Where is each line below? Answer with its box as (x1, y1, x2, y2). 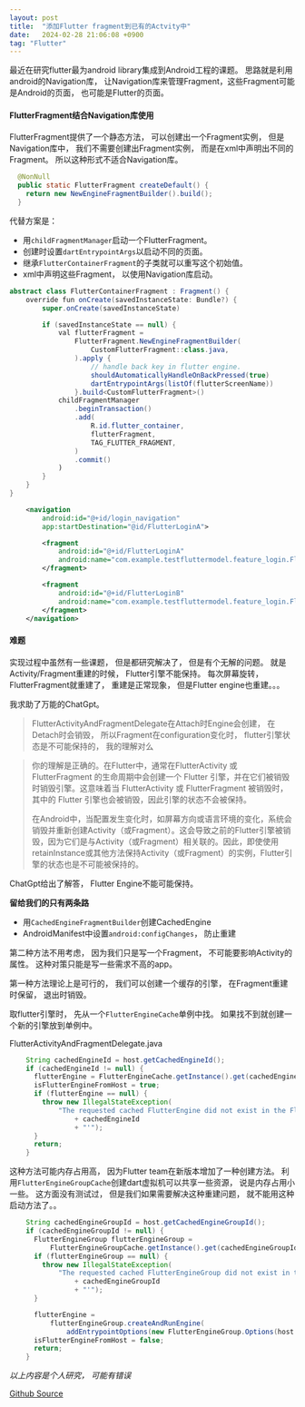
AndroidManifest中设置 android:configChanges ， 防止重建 (22, 928, 237, 939)
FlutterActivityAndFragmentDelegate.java (9, 1038, 163, 1048)
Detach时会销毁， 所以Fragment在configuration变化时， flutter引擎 (31, 729, 283, 740)
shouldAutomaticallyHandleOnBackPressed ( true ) (90, 370, 271, 379)
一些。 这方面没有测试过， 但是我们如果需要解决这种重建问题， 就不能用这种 (9, 1188, 295, 1199)
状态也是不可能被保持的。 (47, 859, 143, 870)
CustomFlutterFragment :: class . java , (90, 346, 230, 355)
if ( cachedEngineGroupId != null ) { (25, 1226, 165, 1235)
